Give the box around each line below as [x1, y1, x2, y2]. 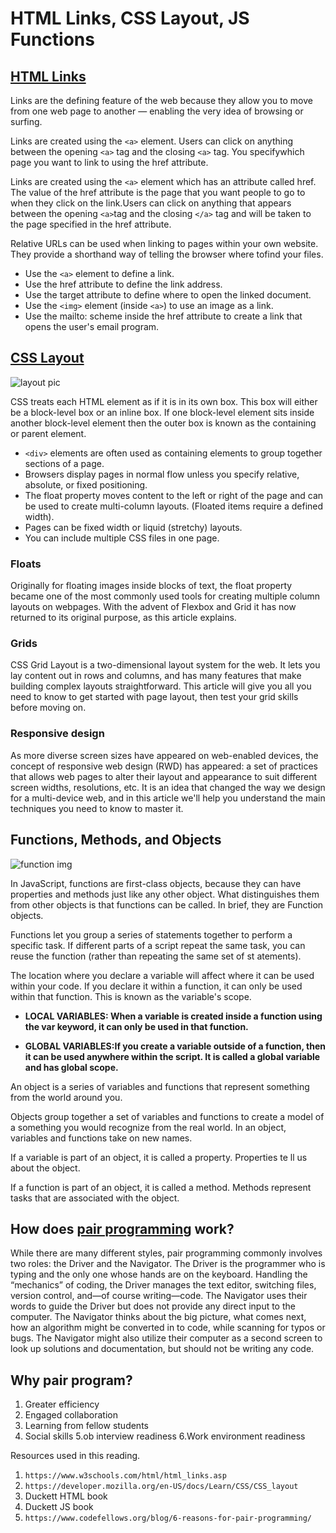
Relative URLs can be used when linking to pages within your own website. [10, 238, 319, 249]
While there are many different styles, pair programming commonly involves [10, 1247, 323, 1259]
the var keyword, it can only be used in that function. [24, 1020, 249, 1032]
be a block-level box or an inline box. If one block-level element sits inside [10, 406, 315, 418]
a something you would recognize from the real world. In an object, [10, 1121, 287, 1133]
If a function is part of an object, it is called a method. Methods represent [10, 1181, 312, 1193]
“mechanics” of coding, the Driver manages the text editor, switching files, [10, 1279, 317, 1291]
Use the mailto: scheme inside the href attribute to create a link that [24, 310, 303, 322]
